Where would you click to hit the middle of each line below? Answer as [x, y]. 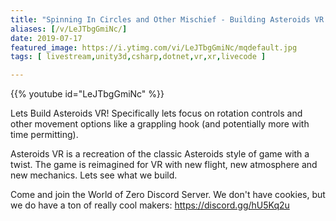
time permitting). [44, 135]
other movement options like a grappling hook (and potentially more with [160, 124]
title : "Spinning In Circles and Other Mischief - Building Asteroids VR [167, 19]
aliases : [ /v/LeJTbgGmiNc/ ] [69, 29]
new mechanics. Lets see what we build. [94, 175]
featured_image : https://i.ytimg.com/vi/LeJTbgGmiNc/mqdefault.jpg [154, 47]
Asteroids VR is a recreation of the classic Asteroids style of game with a [160, 154]
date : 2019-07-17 [46, 38]
